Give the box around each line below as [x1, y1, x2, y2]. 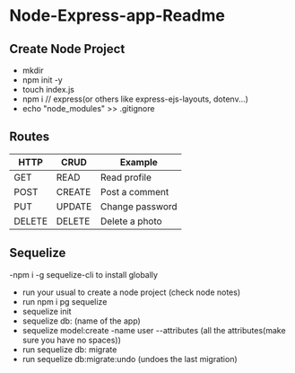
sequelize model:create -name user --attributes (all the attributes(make [22, 324, 286, 335]
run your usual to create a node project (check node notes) [22, 287, 241, 298]
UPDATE [56, 200, 92, 212]
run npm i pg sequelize [22, 296, 108, 306]
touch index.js [22, 84, 74, 94]
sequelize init [22, 306, 72, 316]
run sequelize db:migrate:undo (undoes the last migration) [22, 353, 238, 364]
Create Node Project [9, 41, 126, 57]
